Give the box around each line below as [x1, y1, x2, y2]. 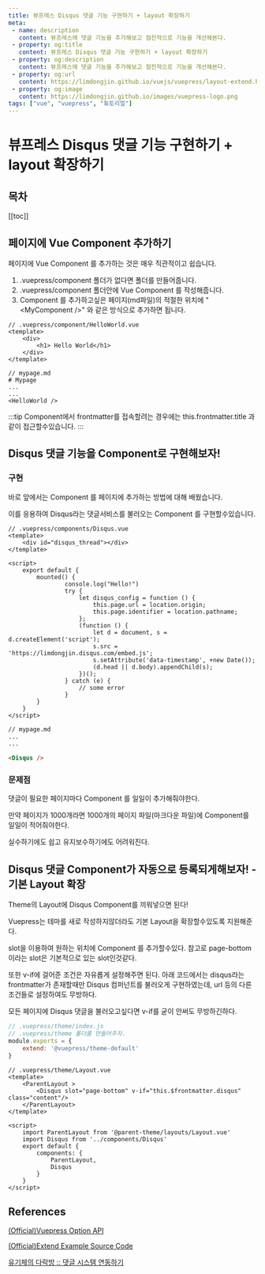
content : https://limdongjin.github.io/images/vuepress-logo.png [18, 92, 238, 100]
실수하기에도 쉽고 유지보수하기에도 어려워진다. [8, 837, 150, 846]
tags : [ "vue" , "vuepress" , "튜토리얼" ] [8, 100, 132, 107]
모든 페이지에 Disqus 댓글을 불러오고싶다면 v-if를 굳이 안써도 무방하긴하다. [8, 1007, 237, 1016]
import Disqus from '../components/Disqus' [22, 1135, 168, 1143]
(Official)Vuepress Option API [8, 1226, 104, 1235]
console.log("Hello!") [64, 580, 140, 588]
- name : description [11, 26, 80, 34]
